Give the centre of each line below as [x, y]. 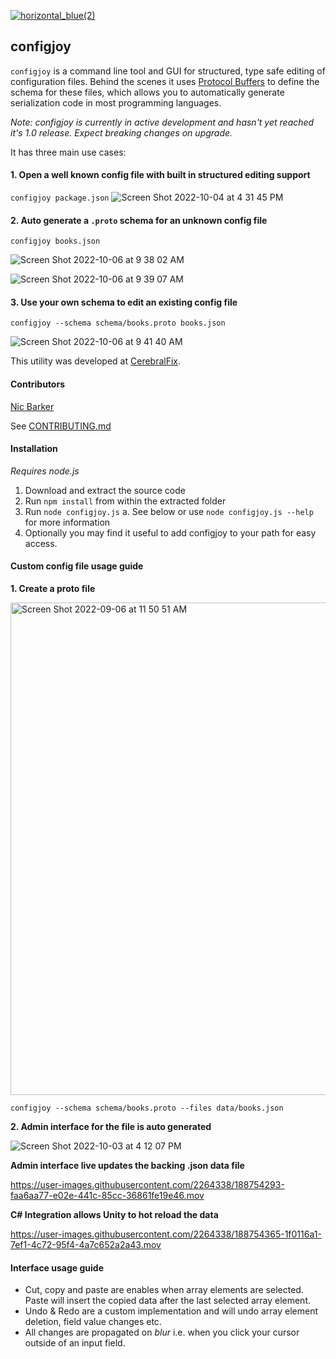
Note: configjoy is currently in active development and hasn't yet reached [162, 122]
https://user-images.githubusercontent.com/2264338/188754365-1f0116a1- [166, 1234]
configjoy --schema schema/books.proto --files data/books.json [147, 1108]
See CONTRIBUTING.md [61, 426]
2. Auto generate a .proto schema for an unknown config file [139, 220]
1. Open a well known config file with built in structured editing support [160, 175]
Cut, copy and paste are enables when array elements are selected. [164, 1290]
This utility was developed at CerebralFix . [96, 361]
